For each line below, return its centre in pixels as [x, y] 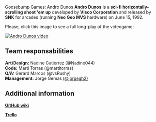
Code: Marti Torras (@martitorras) [39, 68]
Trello [11, 114]
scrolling [14, 12]
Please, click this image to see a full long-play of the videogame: [70, 27]
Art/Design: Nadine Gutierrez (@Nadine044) [50, 63]
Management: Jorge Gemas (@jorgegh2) [47, 78]
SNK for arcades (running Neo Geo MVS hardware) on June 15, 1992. [74, 17]
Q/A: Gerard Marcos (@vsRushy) [38, 73]
